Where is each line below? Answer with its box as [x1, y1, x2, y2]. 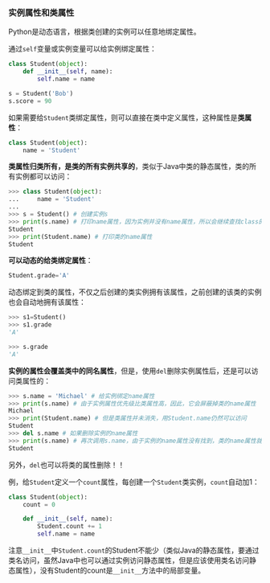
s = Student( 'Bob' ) [8, 89, 74, 97]
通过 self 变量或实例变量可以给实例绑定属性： [8, 44, 157, 54]
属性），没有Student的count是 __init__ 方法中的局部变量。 [14, 565, 206, 576]
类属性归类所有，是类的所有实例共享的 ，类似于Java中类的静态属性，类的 [8, 162, 250, 171]
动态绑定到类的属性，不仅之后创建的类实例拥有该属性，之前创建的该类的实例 [8, 287, 262, 297]
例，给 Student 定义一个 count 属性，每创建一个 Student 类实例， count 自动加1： [8, 477, 260, 487]
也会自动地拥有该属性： [8, 298, 86, 307]
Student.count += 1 [37, 523, 103, 531]
